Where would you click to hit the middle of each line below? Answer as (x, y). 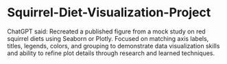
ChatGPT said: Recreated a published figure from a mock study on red (106, 31)
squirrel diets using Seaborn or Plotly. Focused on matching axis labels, (108, 38)
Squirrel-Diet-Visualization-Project (109, 13)
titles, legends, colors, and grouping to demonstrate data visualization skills (113, 46)
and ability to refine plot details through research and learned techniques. (111, 53)
